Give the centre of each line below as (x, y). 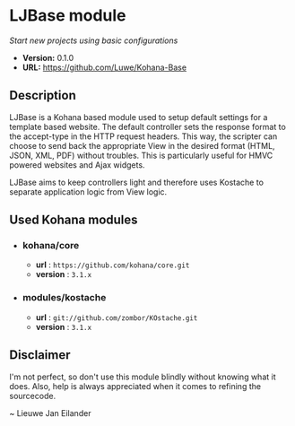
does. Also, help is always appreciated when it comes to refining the (135, 386)
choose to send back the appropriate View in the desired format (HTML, (142, 145)
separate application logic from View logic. (88, 191)
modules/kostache (64, 298)
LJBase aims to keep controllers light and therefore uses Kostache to (137, 182)
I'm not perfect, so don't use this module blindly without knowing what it (143, 377)
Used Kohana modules (74, 220)
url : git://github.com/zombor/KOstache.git (117, 317)
